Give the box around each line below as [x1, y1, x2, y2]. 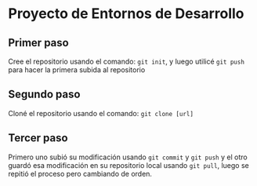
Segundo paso [8, 88, 81, 101]
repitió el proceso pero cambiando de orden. [8, 169, 153, 178]
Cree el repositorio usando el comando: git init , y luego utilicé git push [8, 57, 245, 66]
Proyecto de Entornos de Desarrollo [8, 5, 244, 23]
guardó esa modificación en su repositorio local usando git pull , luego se [8, 160, 249, 170]
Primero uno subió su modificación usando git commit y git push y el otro [8, 152, 248, 162]
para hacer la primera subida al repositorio [8, 65, 146, 75]
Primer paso [8, 36, 69, 49]
